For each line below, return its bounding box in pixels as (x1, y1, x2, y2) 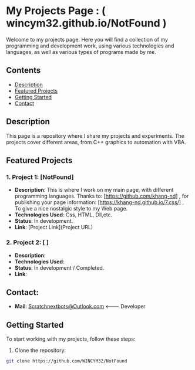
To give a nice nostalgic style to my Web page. (14, 205, 128, 212)
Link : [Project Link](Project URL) (14, 224, 93, 231)
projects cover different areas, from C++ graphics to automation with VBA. (6, 138, 186, 145)
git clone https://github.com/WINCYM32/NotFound (6, 358, 127, 364)
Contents (6, 66, 41, 76)
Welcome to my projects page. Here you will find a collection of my (6, 36, 169, 43)
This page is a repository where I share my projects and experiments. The (6, 132, 185, 139)
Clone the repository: (14, 347, 66, 354)
